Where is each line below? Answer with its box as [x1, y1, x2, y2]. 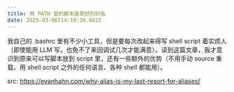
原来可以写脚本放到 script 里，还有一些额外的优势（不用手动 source [19, 54, 215, 63]
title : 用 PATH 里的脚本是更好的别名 [7, 10, 106, 17]
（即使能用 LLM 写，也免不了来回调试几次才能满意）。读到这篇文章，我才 [7, 45, 217, 54]
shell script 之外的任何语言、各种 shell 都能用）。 [27, 63, 167, 71]
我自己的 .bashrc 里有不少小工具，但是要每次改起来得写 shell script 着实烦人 [7, 36, 227, 45]
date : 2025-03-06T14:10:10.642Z [7, 17, 102, 24]
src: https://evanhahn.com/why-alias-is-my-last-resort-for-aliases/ [7, 77, 201, 85]
